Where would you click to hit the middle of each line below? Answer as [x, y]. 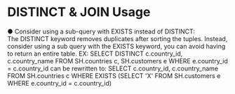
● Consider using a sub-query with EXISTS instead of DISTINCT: [101, 31]
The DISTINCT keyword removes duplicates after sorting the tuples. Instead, [117, 38]
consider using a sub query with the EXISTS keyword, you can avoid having [116, 46]
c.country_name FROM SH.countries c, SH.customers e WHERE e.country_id [117, 61]
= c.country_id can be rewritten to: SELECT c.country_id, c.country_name [113, 68]
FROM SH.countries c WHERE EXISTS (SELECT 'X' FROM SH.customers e [114, 76]
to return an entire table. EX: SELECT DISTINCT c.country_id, [95, 54]
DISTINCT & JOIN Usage [79, 12]
